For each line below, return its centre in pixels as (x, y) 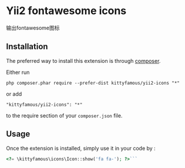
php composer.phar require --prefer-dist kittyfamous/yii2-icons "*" (93, 83)
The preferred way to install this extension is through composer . (83, 61)
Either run (18, 72)
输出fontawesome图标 (33, 28)
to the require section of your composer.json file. (64, 115)
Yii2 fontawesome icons (66, 11)
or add (14, 94)
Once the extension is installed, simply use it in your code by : (81, 148)
